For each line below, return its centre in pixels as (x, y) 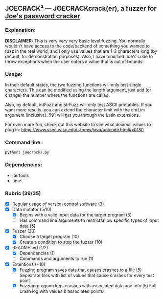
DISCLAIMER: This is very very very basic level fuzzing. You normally (75, 41)
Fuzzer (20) (24, 231)
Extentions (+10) (29, 264)
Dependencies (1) (37, 253)
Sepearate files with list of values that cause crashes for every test (87, 275)
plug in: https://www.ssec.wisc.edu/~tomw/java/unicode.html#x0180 (74, 129)
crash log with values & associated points (61, 291)
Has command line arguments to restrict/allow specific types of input (89, 220)
